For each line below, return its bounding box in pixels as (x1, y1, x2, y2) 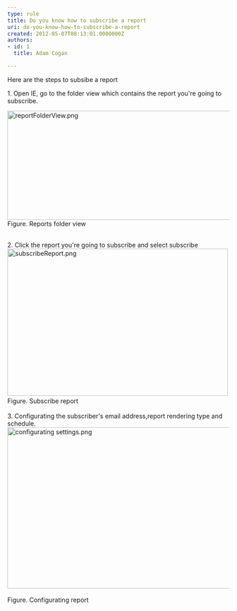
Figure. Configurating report (7, 595, 90, 604)
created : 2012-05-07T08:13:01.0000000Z (7, 30, 125, 37)
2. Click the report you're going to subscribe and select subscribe (7, 240, 199, 249)
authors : (7, 37, 33, 44)
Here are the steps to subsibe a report (7, 75, 119, 83)
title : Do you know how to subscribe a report (7, 17, 147, 24)
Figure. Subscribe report (7, 397, 79, 405)
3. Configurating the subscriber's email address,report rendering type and (7, 412, 223, 420)
